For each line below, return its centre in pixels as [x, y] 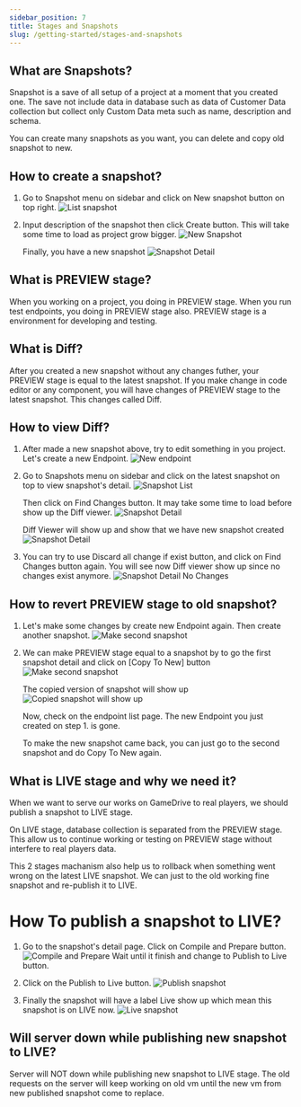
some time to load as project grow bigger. [99, 234]
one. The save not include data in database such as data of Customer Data [147, 102]
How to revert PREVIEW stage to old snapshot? [143, 604]
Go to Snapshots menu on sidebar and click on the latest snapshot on [151, 476]
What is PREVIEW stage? [80, 280]
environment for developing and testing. [84, 321]
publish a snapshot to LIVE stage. [71, 812]
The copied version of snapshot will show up [105, 689]
